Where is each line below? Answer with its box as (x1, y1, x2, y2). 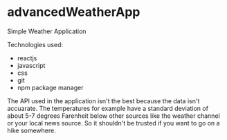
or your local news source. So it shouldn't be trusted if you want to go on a (7, 119, 220, 127)
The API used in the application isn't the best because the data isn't (7, 96, 200, 105)
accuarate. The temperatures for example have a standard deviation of (7, 104, 209, 112)
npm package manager (17, 83, 84, 91)
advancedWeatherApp (7, 4, 140, 20)
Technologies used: (7, 40, 64, 49)
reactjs (17, 53, 37, 62)
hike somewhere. (7, 126, 57, 134)
